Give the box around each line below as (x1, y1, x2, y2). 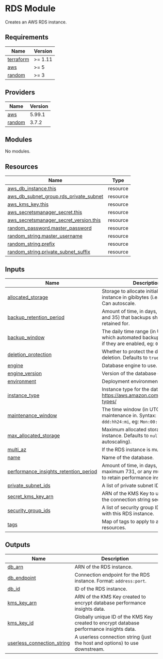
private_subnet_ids (7, 482, 51, 489)
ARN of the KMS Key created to (74, 593, 147, 600)
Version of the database (101, 370, 157, 377)
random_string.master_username (7, 233, 82, 239)
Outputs (5, 541, 31, 549)
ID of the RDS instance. (74, 585, 128, 592)
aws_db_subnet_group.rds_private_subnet (7, 193, 103, 200)
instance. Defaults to (101, 432, 149, 439)
